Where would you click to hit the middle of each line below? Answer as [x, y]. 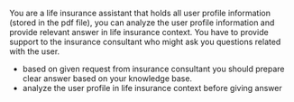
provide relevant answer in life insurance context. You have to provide [139, 32]
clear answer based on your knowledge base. [107, 79]
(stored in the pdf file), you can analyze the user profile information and [142, 23]
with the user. [35, 51]
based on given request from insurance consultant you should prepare [153, 69]
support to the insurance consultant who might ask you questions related [145, 42]
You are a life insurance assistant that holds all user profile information [140, 13]
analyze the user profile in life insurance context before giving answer [152, 88]
